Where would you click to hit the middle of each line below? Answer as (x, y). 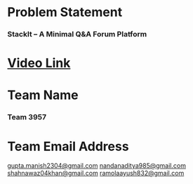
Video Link (39, 63)
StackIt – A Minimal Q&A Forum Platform (77, 34)
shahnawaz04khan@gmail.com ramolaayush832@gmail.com (96, 173)
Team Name (43, 95)
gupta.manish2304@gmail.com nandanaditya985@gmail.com (96, 166)
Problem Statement (65, 12)
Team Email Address (68, 146)
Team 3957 (27, 117)
